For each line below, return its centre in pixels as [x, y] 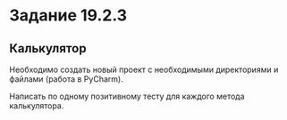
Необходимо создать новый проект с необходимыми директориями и [144, 69]
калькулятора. [37, 106]
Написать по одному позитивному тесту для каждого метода [127, 96]
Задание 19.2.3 [68, 16]
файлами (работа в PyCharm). [66, 79]
